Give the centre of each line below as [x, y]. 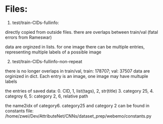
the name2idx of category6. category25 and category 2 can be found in [77, 105]
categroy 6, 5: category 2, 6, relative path [47, 96]
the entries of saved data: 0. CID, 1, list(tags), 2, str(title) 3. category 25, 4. [80, 91]
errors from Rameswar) [29, 37]
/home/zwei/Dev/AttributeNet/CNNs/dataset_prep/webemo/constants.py [78, 116]
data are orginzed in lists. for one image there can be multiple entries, [75, 47]
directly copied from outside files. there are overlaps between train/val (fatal [82, 32]
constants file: [19, 111]
